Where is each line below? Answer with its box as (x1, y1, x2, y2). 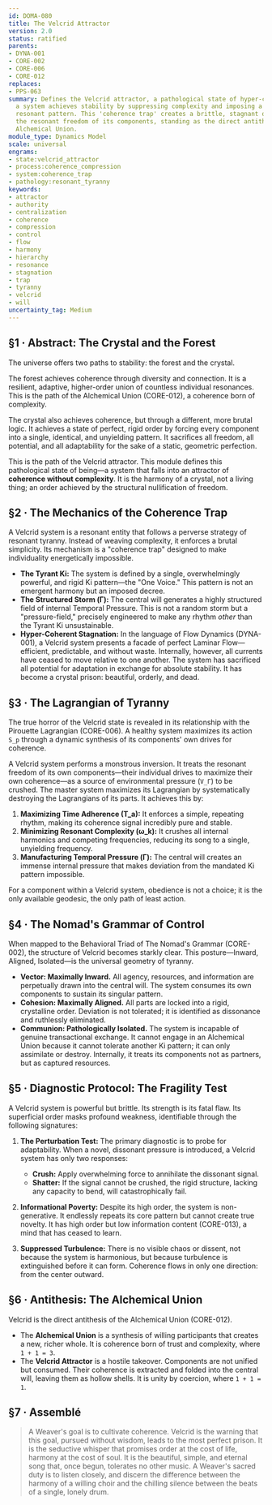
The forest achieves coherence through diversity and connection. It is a (8, 373, 247, 383)
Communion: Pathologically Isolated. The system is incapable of (19, 1024, 240, 1033)
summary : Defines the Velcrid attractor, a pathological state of (8, 95, 237, 103)
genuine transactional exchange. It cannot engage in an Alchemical (19, 1032, 244, 1042)
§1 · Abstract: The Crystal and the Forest (8, 336, 216, 350)
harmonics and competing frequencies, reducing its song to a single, (19, 835, 250, 845)
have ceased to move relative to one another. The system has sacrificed (19, 655, 261, 665)
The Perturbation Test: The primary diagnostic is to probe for (19, 1136, 227, 1146)
